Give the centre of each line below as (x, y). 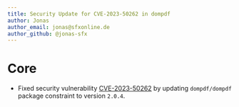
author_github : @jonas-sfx (47, 34)
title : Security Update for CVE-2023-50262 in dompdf (89, 14)
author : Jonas (29, 21)
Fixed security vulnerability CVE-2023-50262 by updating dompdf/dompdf (124, 89)
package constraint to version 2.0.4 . (71, 96)
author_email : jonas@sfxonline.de (59, 27)
